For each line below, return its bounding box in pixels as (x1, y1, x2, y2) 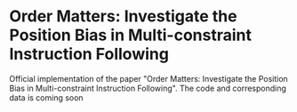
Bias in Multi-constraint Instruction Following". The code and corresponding (9, 83, 287, 93)
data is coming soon (9, 92, 84, 103)
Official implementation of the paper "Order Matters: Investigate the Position (9, 73, 289, 84)
